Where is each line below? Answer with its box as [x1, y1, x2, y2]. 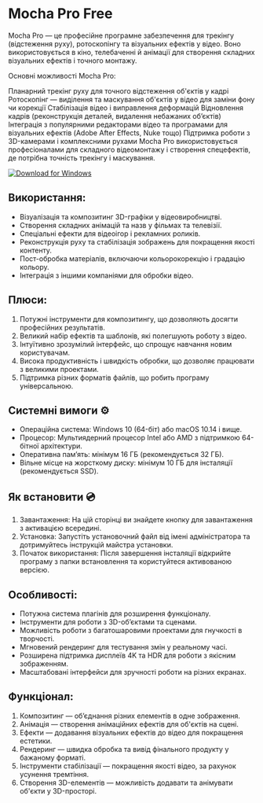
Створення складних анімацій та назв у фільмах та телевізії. [19, 220, 222, 230]
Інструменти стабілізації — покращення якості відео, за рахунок [19, 761, 237, 771]
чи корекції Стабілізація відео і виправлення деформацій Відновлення [8, 103, 243, 112]
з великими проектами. [19, 364, 100, 374]
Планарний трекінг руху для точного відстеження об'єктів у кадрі [8, 86, 229, 95]
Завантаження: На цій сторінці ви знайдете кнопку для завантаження [19, 515, 253, 525]
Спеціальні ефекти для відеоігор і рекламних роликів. [19, 229, 201, 238]
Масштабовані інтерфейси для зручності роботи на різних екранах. [19, 668, 247, 676]
